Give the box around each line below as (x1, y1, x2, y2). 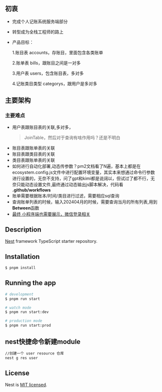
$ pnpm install (5, 265, 36, 271)
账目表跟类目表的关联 (12, 151, 55, 157)
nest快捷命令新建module (5, 338, 81, 346)
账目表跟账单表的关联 (12, 145, 55, 151)
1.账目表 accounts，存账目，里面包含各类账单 (12, 49, 104, 55)
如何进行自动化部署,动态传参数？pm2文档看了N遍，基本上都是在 (12, 163, 141, 169)
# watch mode (5, 305, 32, 310)
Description (5, 225, 41, 234)
